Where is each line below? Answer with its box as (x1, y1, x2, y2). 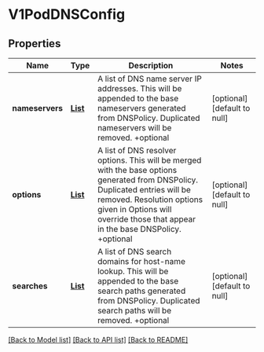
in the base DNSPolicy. (97, 224, 182, 234)
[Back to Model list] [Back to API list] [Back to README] (8, 335, 189, 344)
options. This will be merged (97, 155, 202, 166)
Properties (8, 37, 61, 50)
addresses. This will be (97, 83, 182, 93)
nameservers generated (97, 103, 186, 113)
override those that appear (97, 214, 196, 225)
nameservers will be (97, 123, 172, 133)
